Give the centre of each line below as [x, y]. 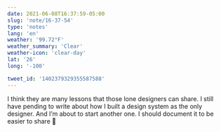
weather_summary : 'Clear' [45, 46]
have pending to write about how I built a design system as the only [105, 106]
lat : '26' [22, 60]
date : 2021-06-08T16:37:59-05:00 [56, 14]
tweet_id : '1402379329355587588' [56, 79]
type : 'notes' [28, 27]
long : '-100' [26, 66]
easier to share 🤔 [32, 121]
